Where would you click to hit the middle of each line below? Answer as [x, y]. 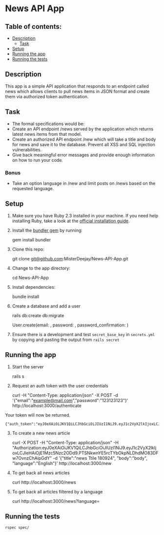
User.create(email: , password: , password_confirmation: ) [70, 325]
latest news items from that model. [47, 134]
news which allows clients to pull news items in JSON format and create [77, 91]
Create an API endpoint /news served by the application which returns [83, 129]
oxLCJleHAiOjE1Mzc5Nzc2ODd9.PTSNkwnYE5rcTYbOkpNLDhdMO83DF [85, 453]
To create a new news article [41, 433]
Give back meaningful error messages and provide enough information [83, 155]
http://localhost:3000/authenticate [47, 406]
